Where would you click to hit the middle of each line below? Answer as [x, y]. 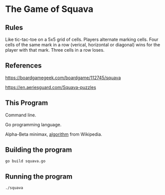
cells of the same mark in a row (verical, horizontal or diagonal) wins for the [83, 45]
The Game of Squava [49, 9]
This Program [27, 103]
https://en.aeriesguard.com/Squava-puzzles [51, 87]
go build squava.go [25, 161]
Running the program [39, 176]
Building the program [39, 150]
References [23, 66]
